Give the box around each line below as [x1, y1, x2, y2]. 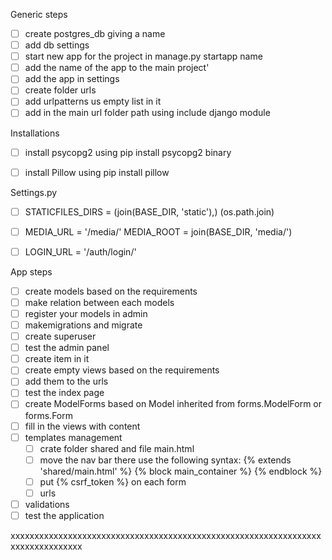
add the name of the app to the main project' [24, 62, 210, 74]
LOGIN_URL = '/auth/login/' [24, 245, 137, 258]
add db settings [24, 39, 90, 51]
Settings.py [10, 186, 58, 198]
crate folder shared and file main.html [39, 442, 195, 454]
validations [24, 498, 70, 510]
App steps [10, 265, 53, 278]
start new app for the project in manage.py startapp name [24, 50, 263, 63]
